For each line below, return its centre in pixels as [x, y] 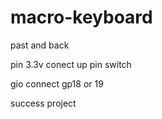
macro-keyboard [81, 17]
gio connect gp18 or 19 [57, 83]
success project [43, 103]
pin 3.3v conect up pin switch [71, 64]
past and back [40, 45]
